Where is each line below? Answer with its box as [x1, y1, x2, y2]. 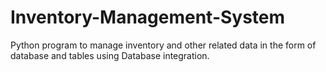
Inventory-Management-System [10, 6, 286, 29]
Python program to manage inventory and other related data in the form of [10, 39, 317, 51]
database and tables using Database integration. [10, 49, 210, 61]
